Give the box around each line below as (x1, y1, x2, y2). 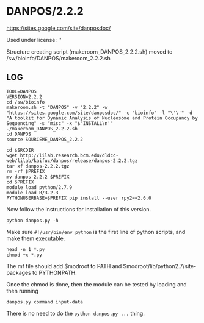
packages (6, 269, 32, 276)
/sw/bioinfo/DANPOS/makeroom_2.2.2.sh (6, 54, 111, 62)
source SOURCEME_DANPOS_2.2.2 (6, 136, 84, 143)
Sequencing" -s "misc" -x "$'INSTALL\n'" (6, 120, 114, 126)
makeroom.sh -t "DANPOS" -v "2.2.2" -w (6, 104, 108, 110)
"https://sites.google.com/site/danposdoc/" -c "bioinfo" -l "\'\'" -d (6, 110, 192, 116)
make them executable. (6, 235, 65, 242)
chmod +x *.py (6, 252, 43, 258)
